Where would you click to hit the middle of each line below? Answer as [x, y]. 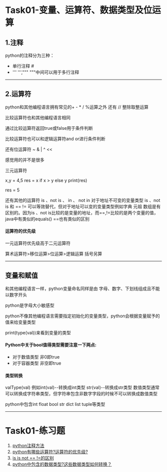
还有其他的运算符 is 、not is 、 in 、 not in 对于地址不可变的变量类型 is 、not [83, 200]
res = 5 [12, 190]
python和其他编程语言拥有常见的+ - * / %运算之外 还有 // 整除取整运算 [77, 107]
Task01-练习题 [35, 431]
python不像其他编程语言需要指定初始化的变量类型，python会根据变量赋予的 [83, 316]
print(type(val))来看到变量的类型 [38, 332]
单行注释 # [23, 66]
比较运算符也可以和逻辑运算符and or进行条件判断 [55, 139]
